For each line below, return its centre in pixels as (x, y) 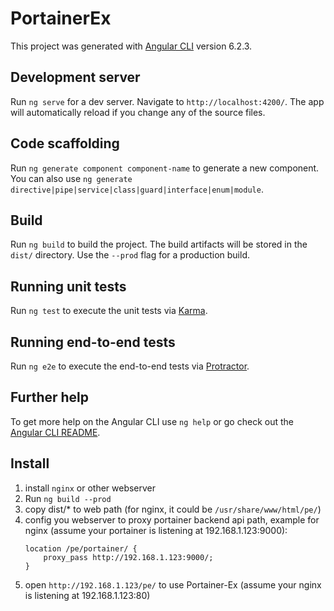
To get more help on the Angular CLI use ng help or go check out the (152, 421)
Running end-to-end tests (93, 342)
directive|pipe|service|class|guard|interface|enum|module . (137, 189)
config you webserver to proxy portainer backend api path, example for (172, 519)
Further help (50, 397)
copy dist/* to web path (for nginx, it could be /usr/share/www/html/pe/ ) (173, 509)
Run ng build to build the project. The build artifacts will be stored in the (159, 244)
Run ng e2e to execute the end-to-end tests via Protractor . (130, 366)
